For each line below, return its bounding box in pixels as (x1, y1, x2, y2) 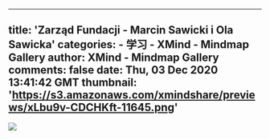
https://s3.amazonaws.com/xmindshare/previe (11, 89, 256, 102)
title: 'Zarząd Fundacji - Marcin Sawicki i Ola (8, 23, 234, 37)
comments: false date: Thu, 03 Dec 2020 (8, 63, 219, 77)
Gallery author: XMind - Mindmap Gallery (8, 51, 219, 65)
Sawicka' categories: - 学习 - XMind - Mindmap (8, 38, 249, 52)
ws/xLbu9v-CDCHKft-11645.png (8, 101, 175, 114)
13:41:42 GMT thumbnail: (8, 76, 137, 89)
